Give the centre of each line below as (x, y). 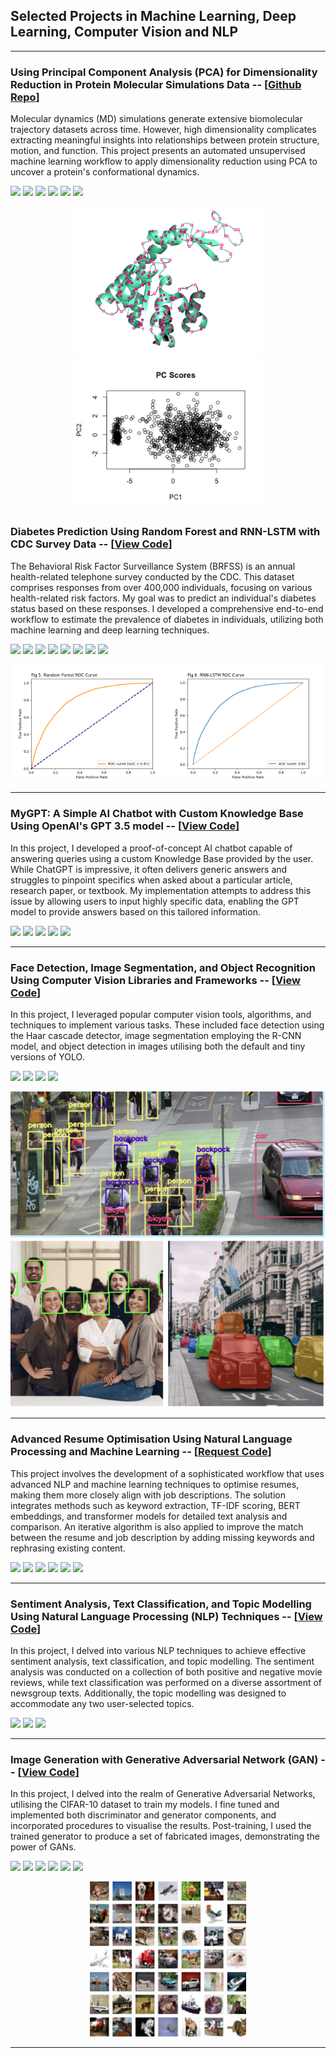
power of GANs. (43, 1847)
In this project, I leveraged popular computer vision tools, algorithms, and (161, 1014)
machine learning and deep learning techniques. (110, 630)
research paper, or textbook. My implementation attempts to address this (161, 890)
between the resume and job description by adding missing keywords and (162, 1537)
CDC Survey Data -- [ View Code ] (91, 544)
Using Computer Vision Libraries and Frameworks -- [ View (155, 980)
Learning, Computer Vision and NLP (124, 32)
